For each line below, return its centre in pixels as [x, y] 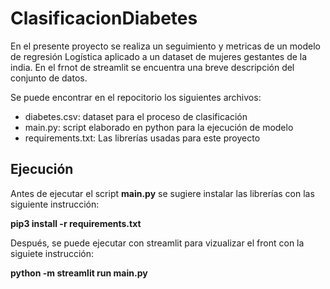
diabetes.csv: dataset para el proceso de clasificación [136, 116]
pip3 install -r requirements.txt [76, 223]
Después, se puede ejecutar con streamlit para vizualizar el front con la [157, 243]
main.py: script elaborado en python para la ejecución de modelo [159, 127]
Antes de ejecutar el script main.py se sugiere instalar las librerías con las [162, 193]
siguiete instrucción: [52, 253]
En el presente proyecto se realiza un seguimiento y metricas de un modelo [165, 46]
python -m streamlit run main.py [79, 273]
